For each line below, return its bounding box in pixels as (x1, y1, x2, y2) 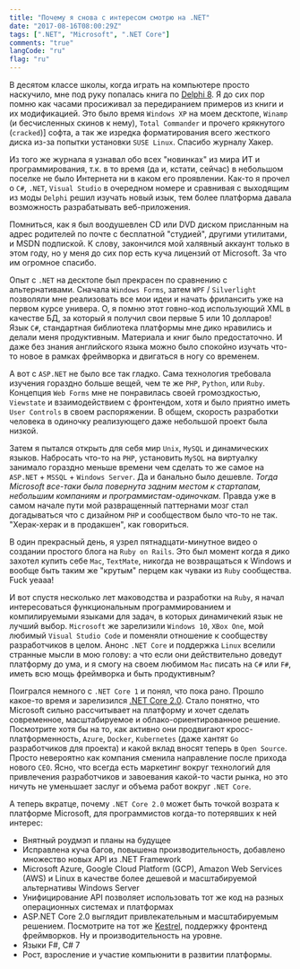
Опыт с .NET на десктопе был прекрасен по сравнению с (9, 275, 228, 285)
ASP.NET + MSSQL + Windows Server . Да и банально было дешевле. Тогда (9, 472, 279, 482)
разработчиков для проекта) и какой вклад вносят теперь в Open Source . (9, 743, 287, 754)
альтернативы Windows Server (21, 883, 141, 893)
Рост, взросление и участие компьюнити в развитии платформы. (21, 949, 273, 960)
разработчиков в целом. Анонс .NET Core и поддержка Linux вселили (9, 640, 276, 650)
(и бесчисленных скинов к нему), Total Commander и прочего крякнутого (9, 118, 286, 128)
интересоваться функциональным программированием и (9, 602, 231, 612)
